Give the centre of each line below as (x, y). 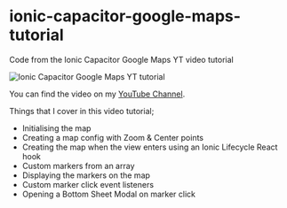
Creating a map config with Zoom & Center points (113, 137)
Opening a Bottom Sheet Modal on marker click (108, 194)
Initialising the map (56, 128)
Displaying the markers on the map (86, 175)
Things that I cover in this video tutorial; (82, 111)
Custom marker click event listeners (88, 184)
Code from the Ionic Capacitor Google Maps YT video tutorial (121, 59)
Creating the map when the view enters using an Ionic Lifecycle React (150, 147)
